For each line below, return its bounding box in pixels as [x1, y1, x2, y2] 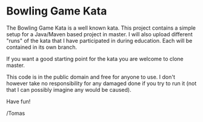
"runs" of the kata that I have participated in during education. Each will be [6, 37, 193, 44]
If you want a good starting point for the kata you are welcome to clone [6, 55, 184, 62]
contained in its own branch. [6, 43, 78, 51]
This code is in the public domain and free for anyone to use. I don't [6, 73, 176, 80]
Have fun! [6, 98, 31, 105]
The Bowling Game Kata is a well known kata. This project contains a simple [6, 24, 196, 31]
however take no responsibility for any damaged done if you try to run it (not [6, 80, 197, 87]
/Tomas [6, 109, 25, 117]
